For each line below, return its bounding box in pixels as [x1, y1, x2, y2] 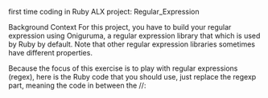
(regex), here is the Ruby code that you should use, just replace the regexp [8, 72, 257, 81]
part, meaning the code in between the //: [8, 80, 146, 90]
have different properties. [8, 48, 93, 57]
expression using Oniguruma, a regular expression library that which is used [8, 31, 261, 40]
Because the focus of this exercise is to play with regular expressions [8, 63, 238, 73]
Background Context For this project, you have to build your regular [8, 22, 232, 31]
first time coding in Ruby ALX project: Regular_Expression [8, 7, 200, 16]
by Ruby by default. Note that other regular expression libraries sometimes [8, 39, 256, 49]
